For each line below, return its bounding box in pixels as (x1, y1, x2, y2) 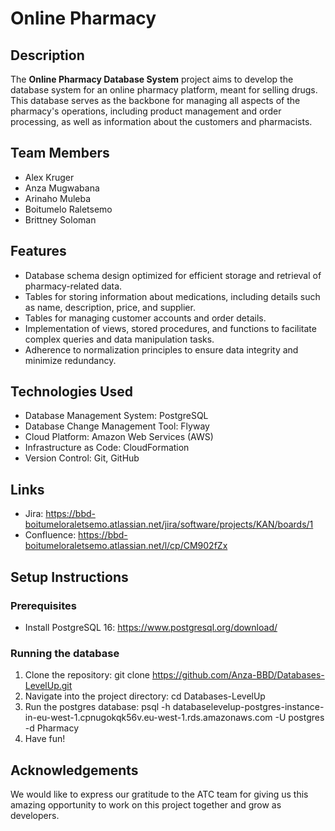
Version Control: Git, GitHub (24, 452, 140, 464)
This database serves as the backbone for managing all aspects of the (10, 95, 301, 106)
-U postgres (274, 712, 325, 724)
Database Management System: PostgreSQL (24, 410, 209, 422)
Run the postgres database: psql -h (24, 701, 171, 713)
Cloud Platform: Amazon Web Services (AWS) (24, 431, 214, 443)
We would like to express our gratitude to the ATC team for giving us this (10, 788, 309, 801)
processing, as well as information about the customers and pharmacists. (10, 116, 313, 127)
